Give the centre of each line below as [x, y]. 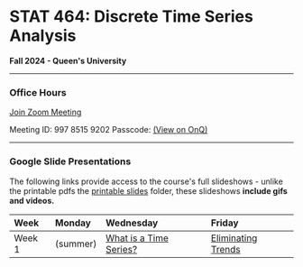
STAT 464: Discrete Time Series [132, 17]
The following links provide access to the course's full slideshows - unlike [147, 181]
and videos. [32, 200]
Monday [73, 223]
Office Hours [38, 92]
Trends [225, 249]
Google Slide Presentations [70, 161]
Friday [225, 223]
